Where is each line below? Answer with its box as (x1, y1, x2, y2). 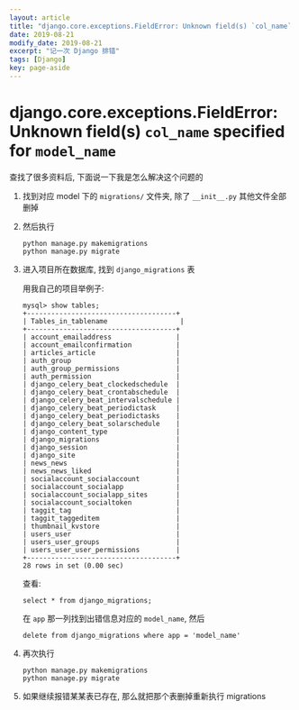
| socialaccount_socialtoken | (22, 497, 180, 507)
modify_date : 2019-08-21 (9, 38, 103, 48)
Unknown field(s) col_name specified (9, 122, 285, 142)
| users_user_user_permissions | (22, 545, 180, 554)
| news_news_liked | (22, 466, 180, 476)
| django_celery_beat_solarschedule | (22, 419, 180, 428)
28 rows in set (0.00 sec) (22, 560, 124, 570)
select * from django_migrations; (22, 596, 152, 605)
